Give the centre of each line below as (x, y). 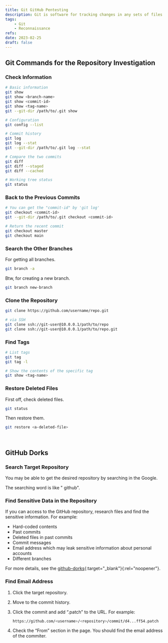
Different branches (32, 559)
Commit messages (32, 543)
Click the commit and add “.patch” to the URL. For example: (74, 612)
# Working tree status (29, 180)
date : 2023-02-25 (23, 38)
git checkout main (24, 236)
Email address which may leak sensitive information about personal (82, 548)
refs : (11, 33)
